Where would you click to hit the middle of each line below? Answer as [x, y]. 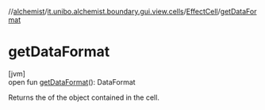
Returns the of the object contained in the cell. [84, 97]
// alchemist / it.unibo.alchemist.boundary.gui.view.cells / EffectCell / [114, 11]
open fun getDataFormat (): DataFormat [72, 82]
